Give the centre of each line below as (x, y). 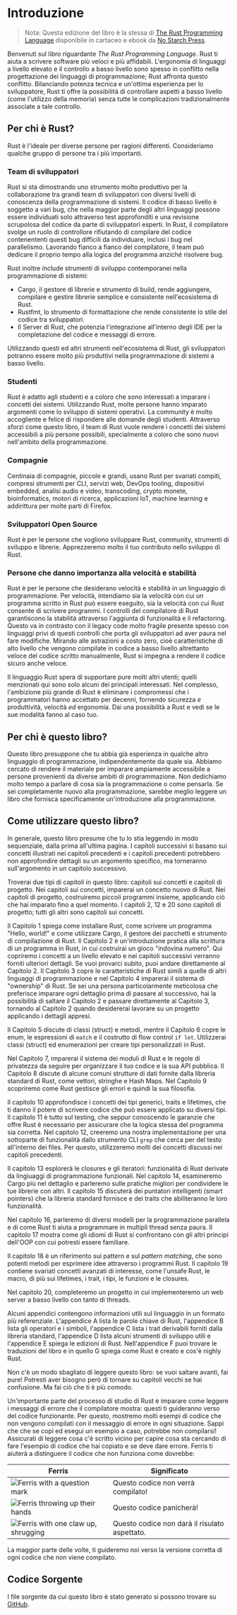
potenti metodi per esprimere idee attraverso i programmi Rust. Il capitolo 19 (118, 1263)
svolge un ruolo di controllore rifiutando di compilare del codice (99, 232)
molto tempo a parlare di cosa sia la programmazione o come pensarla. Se (115, 784)
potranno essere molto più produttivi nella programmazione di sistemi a (111, 356)
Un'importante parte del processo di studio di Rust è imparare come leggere (118, 1401)
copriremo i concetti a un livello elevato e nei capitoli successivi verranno (114, 955)
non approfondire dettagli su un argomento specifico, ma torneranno (107, 861)
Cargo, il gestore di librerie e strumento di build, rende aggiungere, (114, 290)
